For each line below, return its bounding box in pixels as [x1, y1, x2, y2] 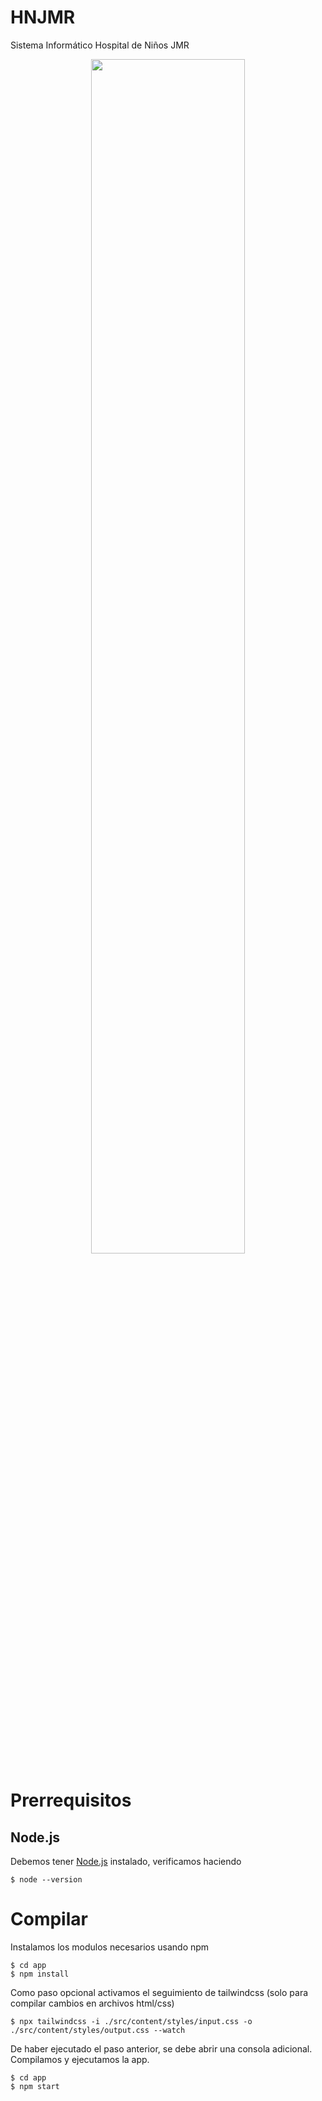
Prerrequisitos [10, 1789, 132, 1812]
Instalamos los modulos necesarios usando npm [10, 1941, 210, 1953]
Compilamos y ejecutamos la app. [10, 2053, 150, 2065]
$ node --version [10, 1874, 83, 1885]
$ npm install [10, 1969, 70, 1979]
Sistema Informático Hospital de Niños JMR [10, 39, 190, 51]
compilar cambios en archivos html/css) [10, 1997, 175, 2009]
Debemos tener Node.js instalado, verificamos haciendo [10, 1855, 242, 1867]
